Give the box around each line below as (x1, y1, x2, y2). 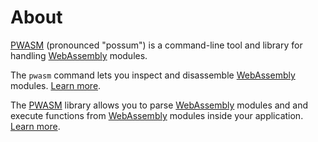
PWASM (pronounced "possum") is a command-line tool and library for (10, 39, 303, 51)
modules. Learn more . (10, 79, 102, 91)
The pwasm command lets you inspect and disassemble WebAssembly (10, 69, 296, 81)
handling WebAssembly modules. (10, 49, 148, 61)
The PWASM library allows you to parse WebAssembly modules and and (10, 99, 309, 111)
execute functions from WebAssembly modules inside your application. (10, 109, 304, 121)
